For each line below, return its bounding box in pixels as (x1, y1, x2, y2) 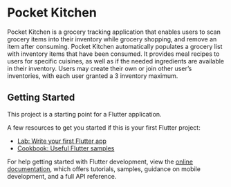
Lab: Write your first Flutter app (17, 137, 107, 145)
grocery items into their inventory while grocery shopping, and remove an (7, 35, 217, 43)
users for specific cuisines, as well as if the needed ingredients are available (7, 57, 225, 65)
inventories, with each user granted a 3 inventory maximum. (7, 71, 178, 80)
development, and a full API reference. (7, 172, 117, 180)
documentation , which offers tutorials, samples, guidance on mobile (7, 164, 201, 173)
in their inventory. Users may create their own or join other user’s (7, 64, 192, 72)
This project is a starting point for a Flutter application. (7, 110, 162, 118)
